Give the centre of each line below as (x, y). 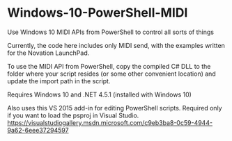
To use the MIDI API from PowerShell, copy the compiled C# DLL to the (109, 66)
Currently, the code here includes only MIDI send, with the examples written (116, 45)
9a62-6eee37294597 (38, 130)
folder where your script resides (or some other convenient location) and (111, 74)
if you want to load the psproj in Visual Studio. (73, 115)
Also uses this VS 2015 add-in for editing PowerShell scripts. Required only (115, 108)
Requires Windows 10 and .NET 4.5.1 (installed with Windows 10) (99, 94)
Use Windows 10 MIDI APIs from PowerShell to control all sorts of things (111, 32)
